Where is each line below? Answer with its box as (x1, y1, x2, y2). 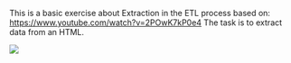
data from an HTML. (9, 27, 84, 37)
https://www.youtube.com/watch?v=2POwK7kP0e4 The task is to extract (9, 17, 283, 28)
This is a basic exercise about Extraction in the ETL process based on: (9, 8, 271, 18)
